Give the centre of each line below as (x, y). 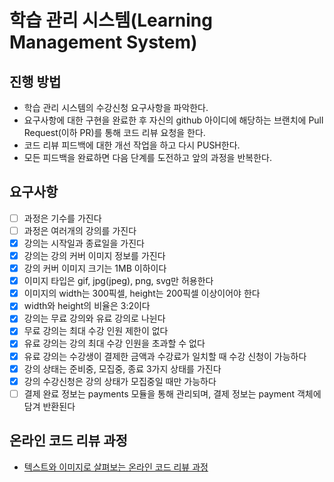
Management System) (103, 42)
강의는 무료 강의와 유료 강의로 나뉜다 (94, 318)
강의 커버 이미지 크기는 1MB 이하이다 (95, 268)
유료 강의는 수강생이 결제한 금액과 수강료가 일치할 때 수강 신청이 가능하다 (165, 356)
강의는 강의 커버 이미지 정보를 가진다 (94, 255)
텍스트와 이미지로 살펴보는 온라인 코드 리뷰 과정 (116, 467)
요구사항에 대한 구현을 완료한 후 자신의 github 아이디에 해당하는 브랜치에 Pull (173, 120)
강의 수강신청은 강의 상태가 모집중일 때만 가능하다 (120, 381)
